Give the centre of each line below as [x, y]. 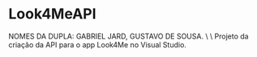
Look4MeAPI [52, 14]
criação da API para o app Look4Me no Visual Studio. [97, 44]
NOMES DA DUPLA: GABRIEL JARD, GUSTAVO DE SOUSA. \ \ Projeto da [128, 36]
